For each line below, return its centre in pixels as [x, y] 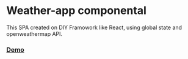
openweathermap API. [34, 33]
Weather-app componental [76, 11]
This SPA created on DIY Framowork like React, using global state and [94, 27]
